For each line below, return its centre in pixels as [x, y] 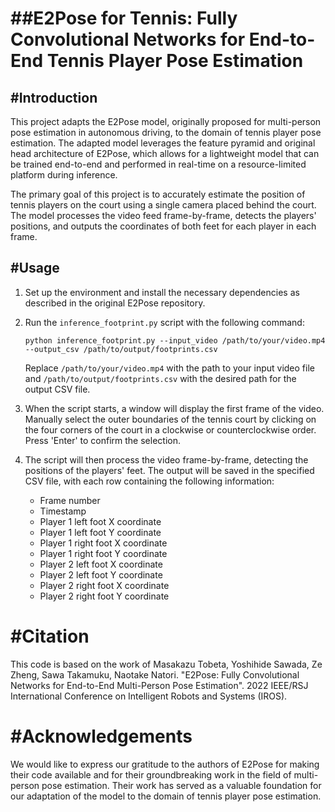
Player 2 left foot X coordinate [101, 564]
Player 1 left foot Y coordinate [100, 532]
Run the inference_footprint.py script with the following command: [164, 322]
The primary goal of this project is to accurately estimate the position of [158, 194]
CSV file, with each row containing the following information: [149, 481]
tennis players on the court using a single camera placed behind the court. [163, 205]
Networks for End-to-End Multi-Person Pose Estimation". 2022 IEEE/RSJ [159, 685]
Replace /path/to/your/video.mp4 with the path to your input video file [169, 368]
